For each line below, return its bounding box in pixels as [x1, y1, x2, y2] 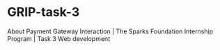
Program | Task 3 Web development [7, 34, 110, 42]
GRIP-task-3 [7, 4, 80, 20]
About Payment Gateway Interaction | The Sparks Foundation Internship [7, 27, 214, 35]
